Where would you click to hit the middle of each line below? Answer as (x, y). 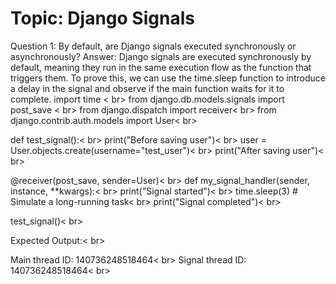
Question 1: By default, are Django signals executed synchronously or (153, 46)
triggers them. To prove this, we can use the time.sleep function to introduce (168, 78)
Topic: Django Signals (102, 18)
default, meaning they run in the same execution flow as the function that (161, 67)
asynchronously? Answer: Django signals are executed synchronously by (161, 56)
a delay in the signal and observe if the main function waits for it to (147, 88)
